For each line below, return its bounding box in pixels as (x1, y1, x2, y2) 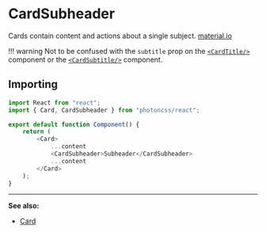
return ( (22, 128, 51, 136)
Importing (8, 78, 58, 91)
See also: (8, 201, 40, 211)
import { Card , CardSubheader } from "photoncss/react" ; (8, 106, 200, 114)
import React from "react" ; (8, 98, 101, 107)
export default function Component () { (8, 120, 140, 128)
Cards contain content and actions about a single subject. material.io (8, 31, 232, 40)
